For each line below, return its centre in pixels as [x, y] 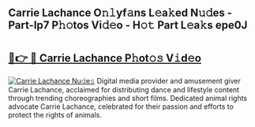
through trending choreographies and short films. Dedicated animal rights [128, 98]
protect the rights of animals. [55, 115]
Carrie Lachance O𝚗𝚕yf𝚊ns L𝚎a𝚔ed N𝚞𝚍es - [120, 13]
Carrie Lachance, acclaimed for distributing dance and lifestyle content [124, 90]
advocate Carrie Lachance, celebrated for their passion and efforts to [121, 106]
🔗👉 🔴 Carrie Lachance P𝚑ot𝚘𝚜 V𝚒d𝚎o [105, 58]
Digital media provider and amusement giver [169, 81]
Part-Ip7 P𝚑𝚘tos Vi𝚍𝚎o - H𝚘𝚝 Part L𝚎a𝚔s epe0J [128, 26]
